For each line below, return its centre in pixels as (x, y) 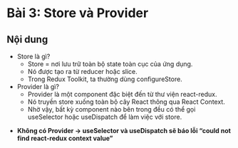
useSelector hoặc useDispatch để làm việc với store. (105, 117)
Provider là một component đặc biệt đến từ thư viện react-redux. (123, 94)
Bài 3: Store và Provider (78, 13)
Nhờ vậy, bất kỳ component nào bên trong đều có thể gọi (112, 109)
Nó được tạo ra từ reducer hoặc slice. (83, 72)
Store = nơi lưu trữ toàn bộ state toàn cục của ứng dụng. (110, 64)
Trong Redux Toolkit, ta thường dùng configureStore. (105, 79)
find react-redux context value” (65, 138)
